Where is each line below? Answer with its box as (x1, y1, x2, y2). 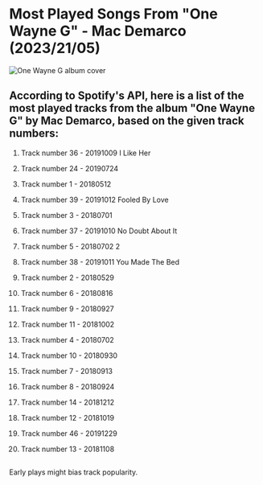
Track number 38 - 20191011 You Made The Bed (20, 257, 180, 266)
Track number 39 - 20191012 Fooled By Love (20, 195, 169, 204)
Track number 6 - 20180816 (20, 288, 113, 298)
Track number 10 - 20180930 (20, 351, 118, 360)
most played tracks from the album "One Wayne (9, 101, 256, 115)
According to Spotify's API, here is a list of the (9, 89, 245, 103)
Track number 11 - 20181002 (20, 319, 115, 329)
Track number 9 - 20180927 (20, 303, 115, 314)
